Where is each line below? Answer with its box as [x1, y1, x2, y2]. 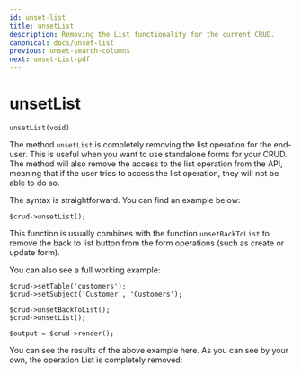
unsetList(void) [9, 123, 70, 132]
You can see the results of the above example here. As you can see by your [9, 344, 289, 355]
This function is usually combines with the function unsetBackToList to [9, 227, 270, 238]
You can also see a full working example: [9, 264, 161, 275]
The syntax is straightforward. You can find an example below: [9, 194, 241, 205]
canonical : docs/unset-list [9, 38, 115, 48]
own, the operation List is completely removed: [9, 354, 183, 365]
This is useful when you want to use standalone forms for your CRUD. [30, 148, 288, 159]
